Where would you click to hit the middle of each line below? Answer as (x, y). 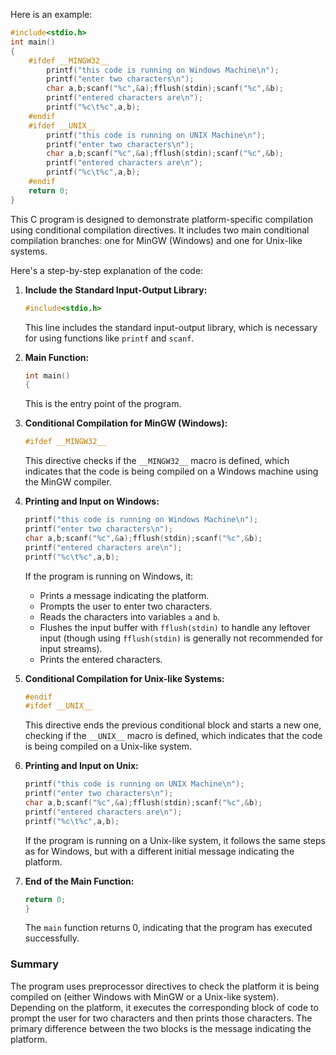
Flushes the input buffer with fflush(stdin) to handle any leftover (175, 627)
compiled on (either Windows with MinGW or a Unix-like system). (145, 996)
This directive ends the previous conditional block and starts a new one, (173, 725)
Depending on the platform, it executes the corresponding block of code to (164, 1007)
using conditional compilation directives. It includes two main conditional (160, 230)
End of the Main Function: (79, 881)
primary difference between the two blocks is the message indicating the (161, 1028)
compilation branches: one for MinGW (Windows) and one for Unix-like (156, 240)
